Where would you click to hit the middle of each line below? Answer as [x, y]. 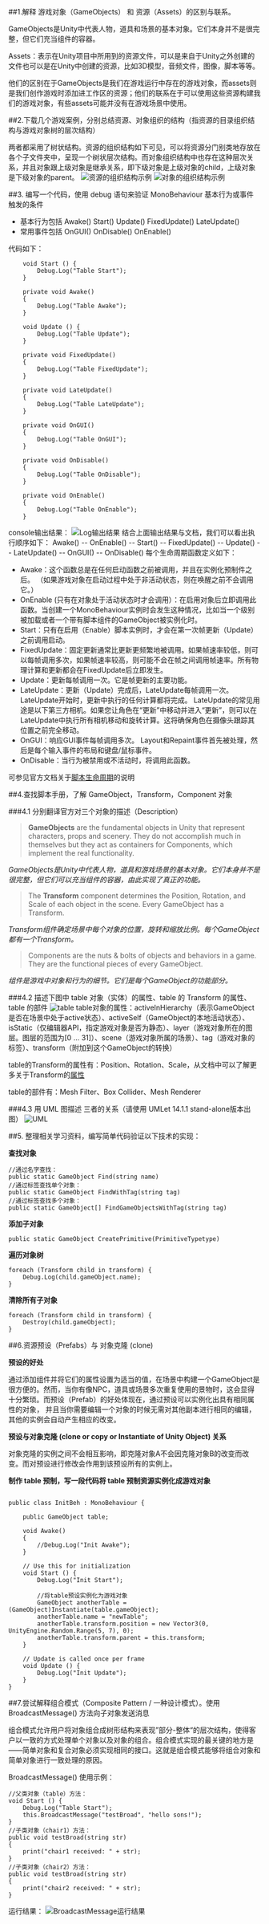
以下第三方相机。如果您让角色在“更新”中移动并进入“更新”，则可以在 [146, 710]
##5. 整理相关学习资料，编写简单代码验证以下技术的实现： [104, 1136]
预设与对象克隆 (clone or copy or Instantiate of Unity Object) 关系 [117, 1436]
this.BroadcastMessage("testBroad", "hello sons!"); [112, 1815]
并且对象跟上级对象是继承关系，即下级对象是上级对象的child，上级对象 [139, 167]
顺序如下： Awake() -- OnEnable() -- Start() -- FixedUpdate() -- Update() [135, 543]
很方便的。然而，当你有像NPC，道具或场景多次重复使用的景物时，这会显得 [131, 1389]
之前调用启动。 [44, 640]
